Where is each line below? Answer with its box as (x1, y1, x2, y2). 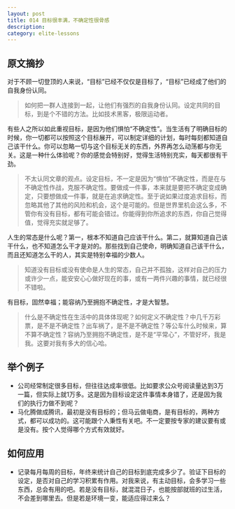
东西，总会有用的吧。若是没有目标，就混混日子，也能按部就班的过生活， (17, 484, 226, 494)
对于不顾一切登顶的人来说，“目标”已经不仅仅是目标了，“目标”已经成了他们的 (7, 78, 227, 86)
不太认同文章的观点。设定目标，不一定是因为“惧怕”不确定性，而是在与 (24, 174, 227, 183)
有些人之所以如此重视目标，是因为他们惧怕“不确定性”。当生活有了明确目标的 (7, 125, 227, 133)
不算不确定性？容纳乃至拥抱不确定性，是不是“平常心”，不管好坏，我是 (24, 330, 227, 339)
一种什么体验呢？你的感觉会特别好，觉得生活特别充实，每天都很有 (31, 151, 222, 160)
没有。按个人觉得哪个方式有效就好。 (23, 425, 128, 433)
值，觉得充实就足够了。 (24, 218, 92, 227)
